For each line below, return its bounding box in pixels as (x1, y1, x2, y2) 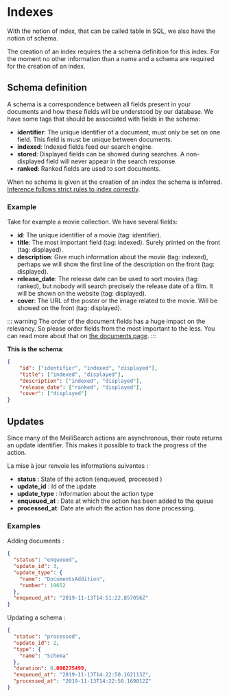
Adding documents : (7, 536, 64, 545)
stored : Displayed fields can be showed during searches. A (16, 150, 185, 158)
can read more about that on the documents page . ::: (7, 332, 156, 340)
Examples (7, 521, 41, 530)
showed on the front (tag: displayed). (16, 304, 122, 312)
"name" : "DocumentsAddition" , (19, 576, 106, 582)
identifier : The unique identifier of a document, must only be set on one (16, 128, 221, 136)
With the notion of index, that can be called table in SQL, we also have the (7, 27, 216, 35)
